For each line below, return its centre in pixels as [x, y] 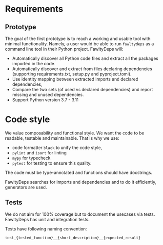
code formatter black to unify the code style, [57, 148]
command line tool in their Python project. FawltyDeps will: [64, 49]
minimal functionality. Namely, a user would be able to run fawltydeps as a [80, 44]
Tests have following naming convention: [46, 229]
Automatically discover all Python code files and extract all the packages [85, 58]
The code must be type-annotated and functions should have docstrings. [79, 172]
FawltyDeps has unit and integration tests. [47, 219]
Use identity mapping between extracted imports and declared [75, 79]
